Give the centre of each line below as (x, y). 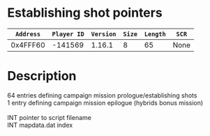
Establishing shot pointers (85, 13)
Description (42, 76)
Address (28, 34)
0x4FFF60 (28, 45)
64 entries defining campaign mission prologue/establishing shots (102, 95)
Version (104, 34)
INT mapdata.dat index (40, 125)
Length (155, 34)
